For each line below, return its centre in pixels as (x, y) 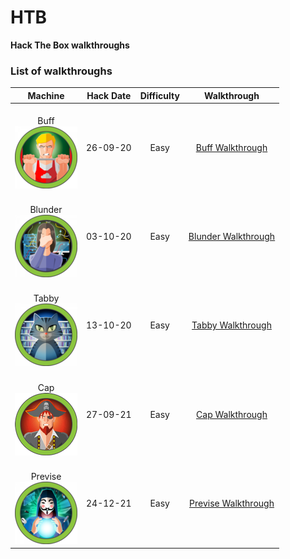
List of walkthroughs (61, 71)
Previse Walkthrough (232, 503)
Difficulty (159, 95)
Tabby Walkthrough (231, 325)
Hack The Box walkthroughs (70, 45)
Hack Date (109, 95)
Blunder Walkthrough (232, 237)
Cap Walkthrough (232, 414)
